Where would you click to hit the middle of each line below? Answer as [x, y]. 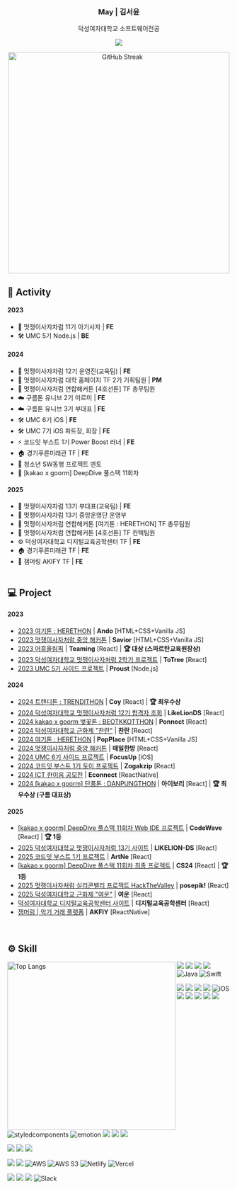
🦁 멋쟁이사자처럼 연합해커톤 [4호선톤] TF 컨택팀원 [86, 533]
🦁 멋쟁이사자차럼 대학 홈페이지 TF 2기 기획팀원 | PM [89, 380]
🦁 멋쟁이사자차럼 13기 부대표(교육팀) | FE [74, 506]
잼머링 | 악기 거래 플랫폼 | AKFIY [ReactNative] [84, 912]
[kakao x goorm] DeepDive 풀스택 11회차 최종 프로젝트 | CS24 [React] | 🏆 [123, 865]
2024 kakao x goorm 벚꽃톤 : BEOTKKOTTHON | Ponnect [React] [112, 722]
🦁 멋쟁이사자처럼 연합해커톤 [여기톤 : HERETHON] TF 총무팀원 [104, 524]
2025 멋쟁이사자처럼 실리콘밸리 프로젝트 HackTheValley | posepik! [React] [123, 886]
